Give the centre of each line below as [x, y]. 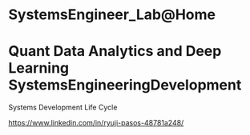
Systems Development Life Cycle [63, 107]
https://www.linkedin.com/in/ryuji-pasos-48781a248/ [96, 123]
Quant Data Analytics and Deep [115, 52]
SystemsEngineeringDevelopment [125, 85]
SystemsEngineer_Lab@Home [112, 15]
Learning [39, 68]
